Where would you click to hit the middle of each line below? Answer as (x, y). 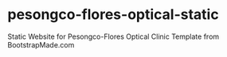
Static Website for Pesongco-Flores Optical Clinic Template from (113, 36)
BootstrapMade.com (41, 44)
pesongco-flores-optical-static (113, 15)
